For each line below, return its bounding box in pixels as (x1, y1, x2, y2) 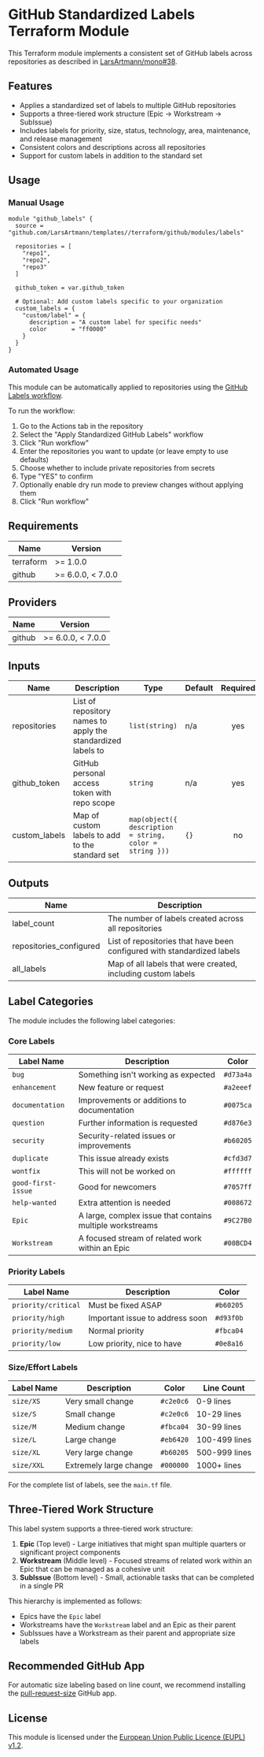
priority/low (12, 1339, 61, 1349)
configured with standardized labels (107, 945, 240, 956)
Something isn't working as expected (78, 1070, 216, 1081)
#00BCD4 (223, 1239, 252, 1248)
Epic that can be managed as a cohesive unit (19, 1564, 165, 1573)
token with (72, 787, 112, 798)
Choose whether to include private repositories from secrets (19, 463, 215, 472)
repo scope (72, 798, 115, 809)
